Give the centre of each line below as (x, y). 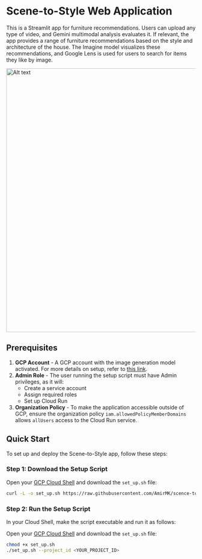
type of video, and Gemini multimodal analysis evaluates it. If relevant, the (98, 34)
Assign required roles (50, 394)
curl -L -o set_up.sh (33, 493)
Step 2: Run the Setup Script (48, 509)
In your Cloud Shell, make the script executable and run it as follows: (91, 522)
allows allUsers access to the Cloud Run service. (76, 420)
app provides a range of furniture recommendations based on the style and (99, 40)
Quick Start (28, 439)
